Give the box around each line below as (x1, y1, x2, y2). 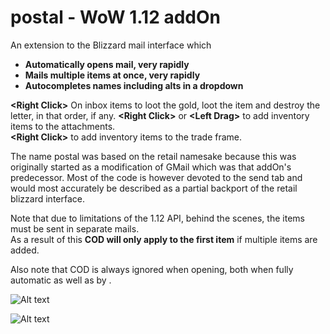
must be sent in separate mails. (10, 222, 140, 235)
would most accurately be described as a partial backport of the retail (10, 182, 298, 194)
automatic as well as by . (10, 274, 112, 286)
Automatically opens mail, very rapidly (24, 58, 190, 70)
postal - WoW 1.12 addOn (10, 6, 222, 29)
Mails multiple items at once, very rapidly (24, 69, 201, 81)
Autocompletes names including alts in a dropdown (24, 79, 244, 91)
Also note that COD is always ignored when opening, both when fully (10, 263, 294, 275)
